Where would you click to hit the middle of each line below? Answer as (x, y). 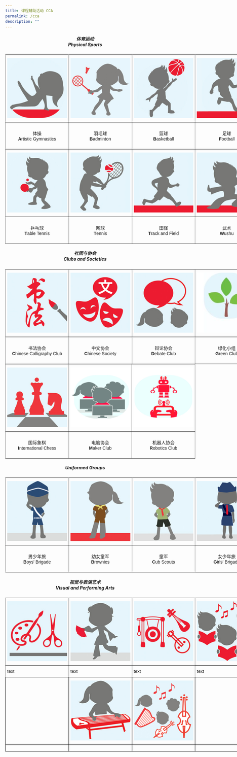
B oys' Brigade (37, 562)
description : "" (22, 21)
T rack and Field (164, 233)
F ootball (227, 139)
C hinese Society (100, 353)
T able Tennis (37, 233)
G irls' (219, 562)
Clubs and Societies (85, 259)
